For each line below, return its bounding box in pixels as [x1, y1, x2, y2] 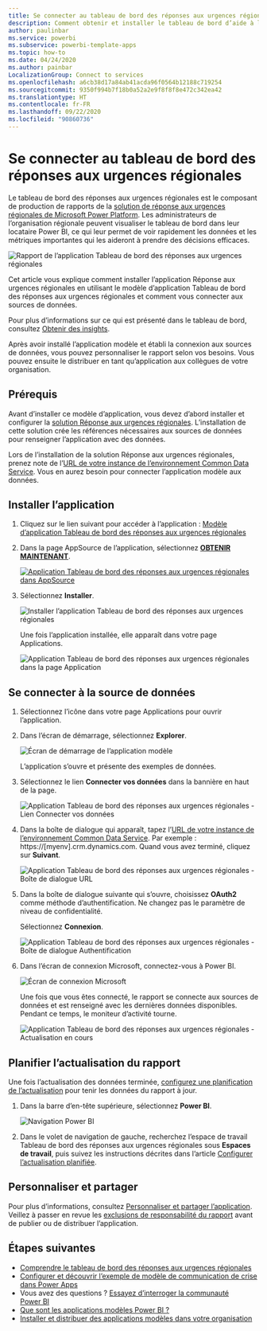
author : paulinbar [8, 26, 69, 34]
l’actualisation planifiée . [19, 1157, 97, 1167]
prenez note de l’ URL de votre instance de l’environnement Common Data [8, 458, 250, 468]
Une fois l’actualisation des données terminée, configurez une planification [8, 1077, 253, 1087]
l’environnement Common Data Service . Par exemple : [19, 833, 197, 843]
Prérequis [8, 388, 58, 401]
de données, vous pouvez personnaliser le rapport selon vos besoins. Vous [8, 347, 255, 357]
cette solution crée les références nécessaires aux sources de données [8, 425, 242, 435]
